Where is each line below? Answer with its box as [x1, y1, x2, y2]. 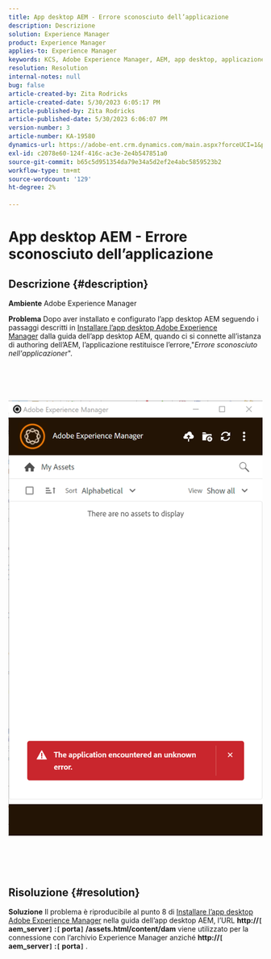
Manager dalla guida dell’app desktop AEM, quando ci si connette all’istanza [8, 331, 262, 341]
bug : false [8, 81, 45, 89]
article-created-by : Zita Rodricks [8, 90, 128, 98]
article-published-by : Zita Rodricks [8, 107, 135, 115]
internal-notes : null [8, 73, 81, 81]
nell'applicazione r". [8, 348, 73, 358]
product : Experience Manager [8, 39, 106, 47]
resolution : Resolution [8, 65, 89, 73]
